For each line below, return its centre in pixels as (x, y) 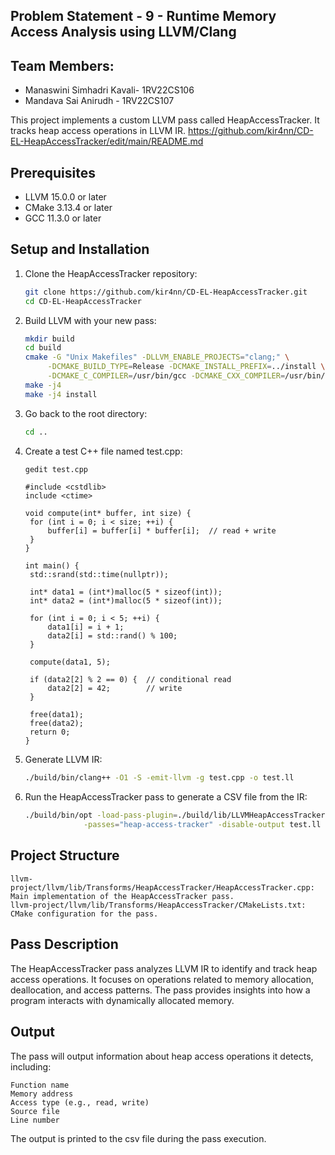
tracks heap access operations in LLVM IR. (98, 131)
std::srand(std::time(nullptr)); (99, 575)
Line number (35, 1120)
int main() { (52, 566)
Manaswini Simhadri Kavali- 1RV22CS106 (109, 90)
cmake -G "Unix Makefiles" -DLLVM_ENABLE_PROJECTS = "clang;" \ (157, 357)
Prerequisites (53, 172)
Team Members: (62, 65)
